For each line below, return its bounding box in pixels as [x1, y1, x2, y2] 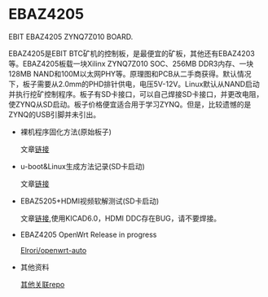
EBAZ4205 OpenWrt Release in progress [20, 229, 157, 239]
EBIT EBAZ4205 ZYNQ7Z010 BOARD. [8, 32, 134, 41]
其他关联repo [20, 279, 65, 289]
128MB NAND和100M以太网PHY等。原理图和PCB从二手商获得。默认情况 [8, 68, 252, 78]
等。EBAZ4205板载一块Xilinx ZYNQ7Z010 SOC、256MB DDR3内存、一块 [8, 59, 254, 68]
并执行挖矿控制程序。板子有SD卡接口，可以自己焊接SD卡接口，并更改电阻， [8, 89, 264, 98]
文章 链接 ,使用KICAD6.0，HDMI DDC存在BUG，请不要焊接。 [20, 213, 222, 223]
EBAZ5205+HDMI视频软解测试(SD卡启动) [20, 196, 160, 206]
